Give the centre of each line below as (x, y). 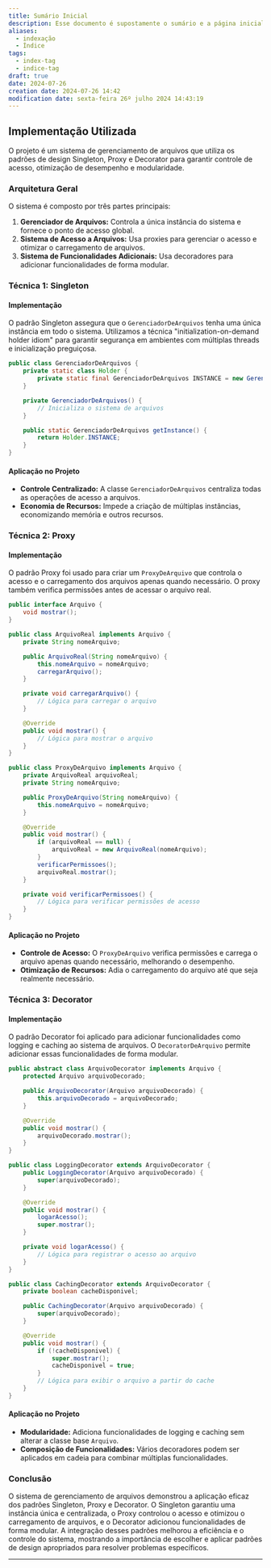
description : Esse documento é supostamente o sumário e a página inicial (137, 23)
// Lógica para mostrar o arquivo (95, 738)
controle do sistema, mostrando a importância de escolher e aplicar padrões (135, 1539)
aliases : (23, 31)
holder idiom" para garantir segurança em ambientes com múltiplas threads (134, 340)
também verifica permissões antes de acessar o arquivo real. (110, 590)
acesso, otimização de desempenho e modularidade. (96, 168)
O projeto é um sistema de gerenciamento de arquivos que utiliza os (122, 151)
